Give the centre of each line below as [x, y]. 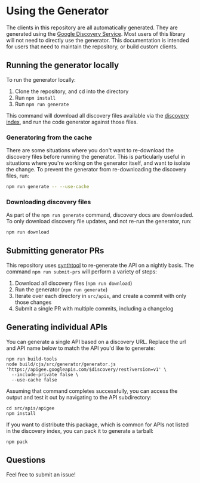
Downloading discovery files [49, 202]
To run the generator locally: [41, 79]
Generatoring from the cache [49, 137]
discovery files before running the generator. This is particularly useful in [96, 157]
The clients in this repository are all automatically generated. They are [92, 27]
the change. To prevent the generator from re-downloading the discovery [96, 170]
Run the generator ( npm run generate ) [61, 289]
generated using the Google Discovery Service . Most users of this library [96, 33]
